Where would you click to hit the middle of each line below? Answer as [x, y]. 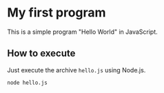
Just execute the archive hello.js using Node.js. [76, 70]
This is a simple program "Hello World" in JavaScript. [83, 32]
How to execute [41, 53]
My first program [57, 13]
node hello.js [28, 83]
